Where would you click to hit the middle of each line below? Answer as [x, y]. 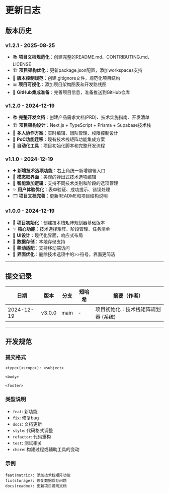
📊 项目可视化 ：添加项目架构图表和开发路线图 [59, 84]
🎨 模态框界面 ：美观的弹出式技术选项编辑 [54, 177]
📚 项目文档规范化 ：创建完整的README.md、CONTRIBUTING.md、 [82, 57]
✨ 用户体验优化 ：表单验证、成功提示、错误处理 [61, 189]
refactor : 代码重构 [32, 436]
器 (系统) [106, 317]
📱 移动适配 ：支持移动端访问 [41, 248]
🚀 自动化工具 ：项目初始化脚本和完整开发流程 [59, 146]
